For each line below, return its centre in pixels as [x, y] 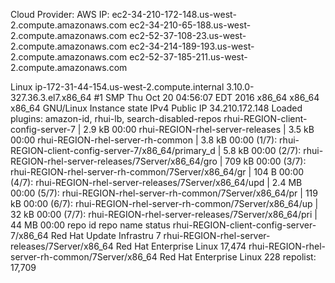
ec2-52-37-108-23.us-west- [188, 35]
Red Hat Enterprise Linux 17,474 [181, 246]
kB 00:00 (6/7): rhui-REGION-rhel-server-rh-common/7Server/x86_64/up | [164, 203]
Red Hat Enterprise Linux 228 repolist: [238, 257]
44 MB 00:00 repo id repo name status [90, 225]
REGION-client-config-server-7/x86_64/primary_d [113, 150]
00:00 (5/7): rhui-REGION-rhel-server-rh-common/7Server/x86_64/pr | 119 [164, 193]
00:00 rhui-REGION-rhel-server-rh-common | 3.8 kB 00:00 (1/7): [144, 140]
